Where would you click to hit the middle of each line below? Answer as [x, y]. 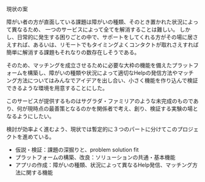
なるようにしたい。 [31, 116]
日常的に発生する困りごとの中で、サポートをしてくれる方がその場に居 [105, 37]
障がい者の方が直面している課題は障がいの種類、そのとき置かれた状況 [95, 22]
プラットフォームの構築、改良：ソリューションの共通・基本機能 [95, 157]
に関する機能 [37, 173]
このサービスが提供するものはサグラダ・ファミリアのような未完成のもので [100, 101]
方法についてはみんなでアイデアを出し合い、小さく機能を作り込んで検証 [107, 80]
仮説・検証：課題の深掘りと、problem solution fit [77, 150]
